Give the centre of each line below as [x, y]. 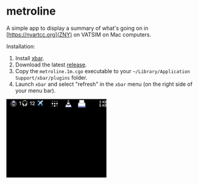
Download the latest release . [51, 65]
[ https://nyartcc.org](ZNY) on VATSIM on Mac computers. [79, 34]
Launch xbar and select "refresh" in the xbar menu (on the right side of [104, 84]
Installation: [21, 46]
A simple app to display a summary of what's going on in [77, 28]
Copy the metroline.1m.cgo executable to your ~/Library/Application [103, 71]
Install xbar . [30, 58]
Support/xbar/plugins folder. [51, 77]
